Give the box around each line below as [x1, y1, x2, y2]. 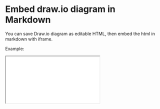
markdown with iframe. [5, 36, 53, 42]
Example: [5, 45, 24, 51]
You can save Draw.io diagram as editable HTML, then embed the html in [5, 30, 155, 36]
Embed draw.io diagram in [5, 3, 116, 15]
